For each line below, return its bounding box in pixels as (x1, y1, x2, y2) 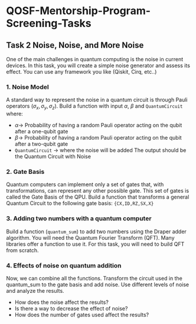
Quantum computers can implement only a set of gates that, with (6, 181, 164, 188)
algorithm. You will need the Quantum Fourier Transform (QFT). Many (6, 234, 175, 241)
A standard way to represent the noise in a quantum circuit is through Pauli (6, 96, 188, 104)
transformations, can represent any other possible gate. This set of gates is (6, 187, 190, 194)
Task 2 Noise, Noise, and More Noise (6, 40, 144, 50)
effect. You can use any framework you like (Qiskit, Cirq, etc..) (6, 68, 157, 75)
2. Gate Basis (6, 168, 45, 176)
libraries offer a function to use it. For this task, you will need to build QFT (6, 240, 185, 247)
